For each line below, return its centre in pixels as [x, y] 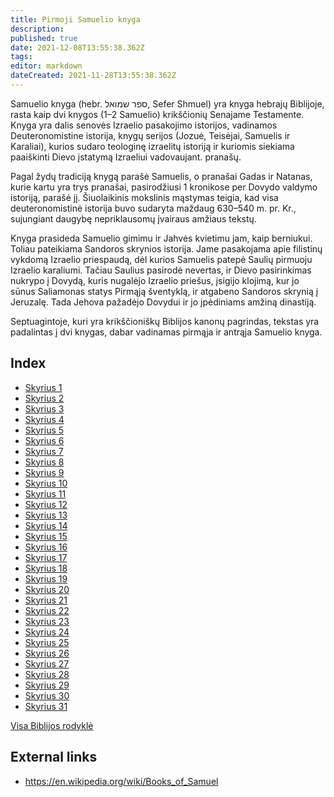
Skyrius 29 [47, 685]
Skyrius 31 [46, 706]
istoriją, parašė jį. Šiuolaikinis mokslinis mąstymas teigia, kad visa [144, 197]
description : [37, 29]
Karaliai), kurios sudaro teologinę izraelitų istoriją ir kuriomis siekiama [152, 146]
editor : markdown [46, 66]
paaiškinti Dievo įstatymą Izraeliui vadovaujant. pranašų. [126, 157]
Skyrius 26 [47, 653]
